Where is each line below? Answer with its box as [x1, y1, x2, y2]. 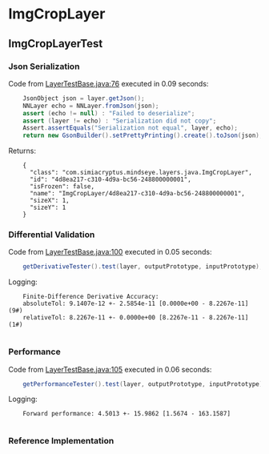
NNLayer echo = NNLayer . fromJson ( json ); [22, 102, 159, 110]
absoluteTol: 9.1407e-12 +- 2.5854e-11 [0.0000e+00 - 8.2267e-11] [22, 299, 249, 308]
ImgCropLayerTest [8, 37, 103, 50]
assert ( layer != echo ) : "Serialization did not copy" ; [22, 117, 217, 125]
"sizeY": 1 [29, 203, 66, 212]
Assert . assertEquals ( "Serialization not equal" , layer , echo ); [22, 124, 239, 132]
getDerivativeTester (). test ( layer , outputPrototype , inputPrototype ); [22, 263, 263, 271]
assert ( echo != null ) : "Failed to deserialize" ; [22, 109, 195, 117]
